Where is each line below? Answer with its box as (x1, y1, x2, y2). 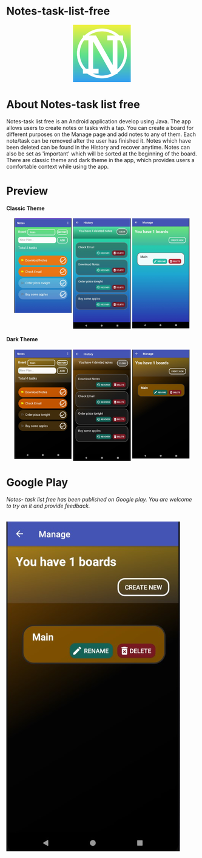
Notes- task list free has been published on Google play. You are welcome (6, 496, 192, 503)
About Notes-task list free (6, 98, 141, 112)
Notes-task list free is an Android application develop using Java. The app (6, 118, 192, 125)
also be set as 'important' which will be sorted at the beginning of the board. (6, 150, 197, 157)
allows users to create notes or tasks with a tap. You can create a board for (6, 124, 194, 132)
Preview (6, 184, 49, 198)
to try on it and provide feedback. (6, 502, 90, 509)
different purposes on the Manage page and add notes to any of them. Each (6, 131, 196, 138)
